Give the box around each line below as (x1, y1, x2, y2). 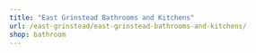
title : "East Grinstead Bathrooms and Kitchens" (9, 13, 195, 22)
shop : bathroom (9, 30, 66, 39)
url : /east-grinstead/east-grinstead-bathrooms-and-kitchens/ (9, 22, 247, 31)
